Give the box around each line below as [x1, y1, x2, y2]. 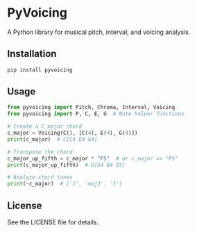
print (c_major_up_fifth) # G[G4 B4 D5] [7, 161, 126, 168]
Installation [7, 48, 57, 60]
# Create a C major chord [7, 123, 82, 130]
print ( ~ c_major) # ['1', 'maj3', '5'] [7, 181, 123, 188]
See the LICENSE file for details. [7, 218, 99, 226]
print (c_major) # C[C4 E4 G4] [7, 135, 98, 143]
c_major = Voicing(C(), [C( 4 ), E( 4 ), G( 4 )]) [7, 130, 138, 137]
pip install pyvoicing [7, 66, 73, 74]
